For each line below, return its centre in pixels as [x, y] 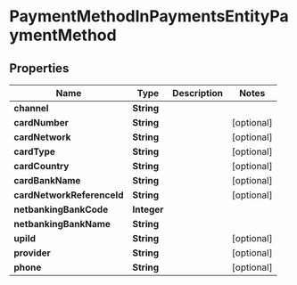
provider [32, 253]
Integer [148, 209]
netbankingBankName [62, 224]
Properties [39, 68]
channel [31, 108]
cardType [34, 151]
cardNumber [41, 122]
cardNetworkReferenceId [69, 195]
